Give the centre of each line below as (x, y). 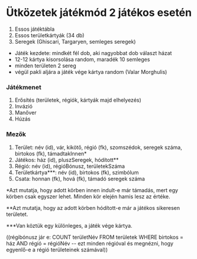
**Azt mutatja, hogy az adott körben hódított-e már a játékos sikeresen (93, 208)
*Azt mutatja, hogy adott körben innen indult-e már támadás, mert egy (92, 190)
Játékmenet (24, 87)
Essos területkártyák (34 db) (49, 35)
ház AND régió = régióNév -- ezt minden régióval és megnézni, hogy (90, 243)
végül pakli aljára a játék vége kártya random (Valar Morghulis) (91, 72)
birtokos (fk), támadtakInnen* (51, 153)
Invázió (23, 106)
